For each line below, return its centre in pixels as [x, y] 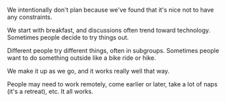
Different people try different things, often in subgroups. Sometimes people [113, 51]
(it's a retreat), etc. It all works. [50, 91]
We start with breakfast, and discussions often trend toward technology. [109, 30]
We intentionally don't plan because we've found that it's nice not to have [111, 10]
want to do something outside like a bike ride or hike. [81, 58]
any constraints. [30, 17]
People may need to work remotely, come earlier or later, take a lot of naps [112, 84]
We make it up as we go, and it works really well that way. [88, 71]
